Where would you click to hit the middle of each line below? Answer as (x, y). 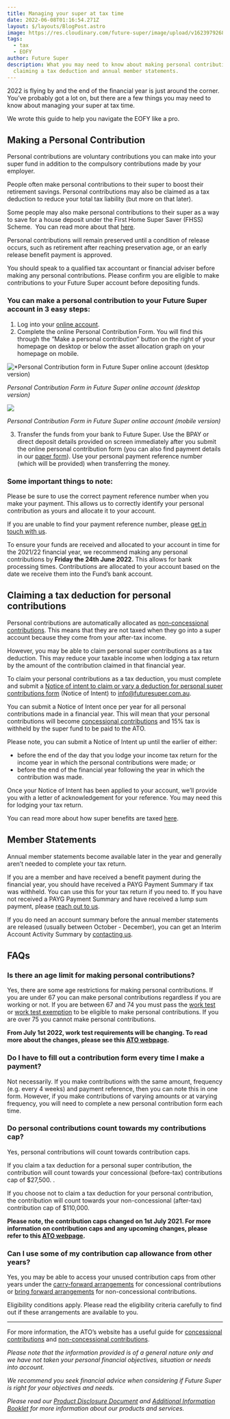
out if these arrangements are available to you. (73, 1312)
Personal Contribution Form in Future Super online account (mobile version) (114, 421)
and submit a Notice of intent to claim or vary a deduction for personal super (115, 686)
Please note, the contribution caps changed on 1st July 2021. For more (109, 1221)
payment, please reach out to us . (54, 906)
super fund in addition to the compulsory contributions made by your (104, 164)
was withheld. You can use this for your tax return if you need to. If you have (115, 891)
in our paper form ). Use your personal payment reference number (110, 456)
